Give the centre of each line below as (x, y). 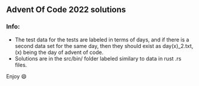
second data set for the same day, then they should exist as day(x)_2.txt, (104, 46)
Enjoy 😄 (16, 76)
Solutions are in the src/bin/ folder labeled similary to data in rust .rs (98, 58)
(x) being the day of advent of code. (59, 52)
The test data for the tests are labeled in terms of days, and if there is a (102, 39)
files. (21, 65)
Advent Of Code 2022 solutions (66, 10)
